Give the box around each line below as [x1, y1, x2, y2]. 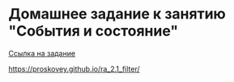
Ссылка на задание [8, 48, 75, 58]
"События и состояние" [8, 22, 179, 40]
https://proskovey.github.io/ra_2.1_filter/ [8, 64, 140, 73]
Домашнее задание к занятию [8, 5, 227, 23]
